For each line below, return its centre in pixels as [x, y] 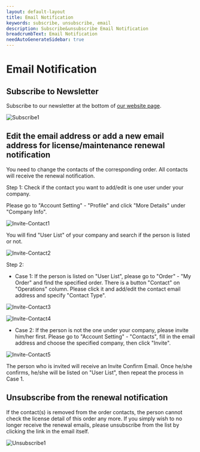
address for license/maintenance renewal [86, 145]
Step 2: [15, 264]
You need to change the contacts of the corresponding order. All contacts [97, 169]
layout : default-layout [36, 12]
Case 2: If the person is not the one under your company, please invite [101, 330]
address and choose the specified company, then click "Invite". [93, 343]
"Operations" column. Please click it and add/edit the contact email [98, 289]
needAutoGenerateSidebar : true [45, 40]
